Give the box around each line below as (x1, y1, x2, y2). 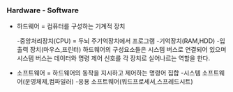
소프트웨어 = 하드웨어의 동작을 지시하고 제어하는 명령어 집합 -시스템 (16, 68, 201, 77)
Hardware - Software (6, 6, 80, 15)
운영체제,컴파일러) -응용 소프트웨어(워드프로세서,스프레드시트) (24, 77, 193, 86)
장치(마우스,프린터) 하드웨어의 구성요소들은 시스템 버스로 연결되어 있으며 (29, 46, 227, 54)
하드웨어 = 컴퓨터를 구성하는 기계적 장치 (16, 22, 126, 30)
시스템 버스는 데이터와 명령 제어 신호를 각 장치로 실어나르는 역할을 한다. (16, 54, 211, 62)
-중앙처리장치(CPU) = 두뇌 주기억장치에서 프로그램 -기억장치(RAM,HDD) (16, 37, 216, 45)
